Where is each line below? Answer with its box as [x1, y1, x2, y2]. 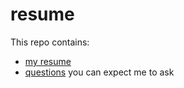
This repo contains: [10, 36, 90, 48]
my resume [24, 55, 72, 67]
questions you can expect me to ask [24, 66, 175, 78]
